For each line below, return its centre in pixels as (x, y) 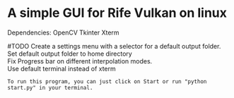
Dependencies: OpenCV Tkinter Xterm (63, 32)
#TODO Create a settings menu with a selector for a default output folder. (114, 46)
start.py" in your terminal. (50, 87)
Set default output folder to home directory (70, 54)
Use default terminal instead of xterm (62, 68)
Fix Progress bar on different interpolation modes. (80, 61)
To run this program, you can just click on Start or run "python (107, 81)
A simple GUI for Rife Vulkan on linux (117, 13)
